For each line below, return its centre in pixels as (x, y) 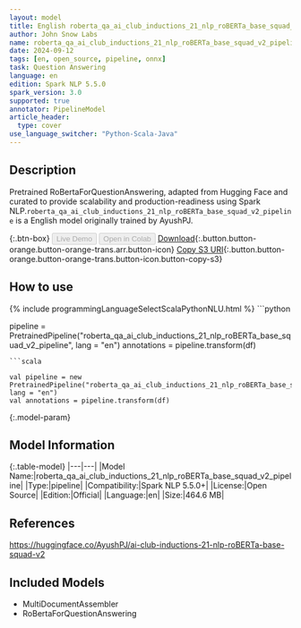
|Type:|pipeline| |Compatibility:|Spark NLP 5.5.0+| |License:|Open (146, 486)
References (42, 523)
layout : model (36, 17)
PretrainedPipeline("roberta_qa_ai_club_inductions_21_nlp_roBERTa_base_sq (150, 335)
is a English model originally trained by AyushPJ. (104, 220)
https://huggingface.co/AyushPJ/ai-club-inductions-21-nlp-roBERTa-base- (147, 545)
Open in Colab (127, 238)
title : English (38, 26)
